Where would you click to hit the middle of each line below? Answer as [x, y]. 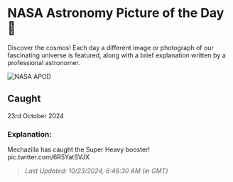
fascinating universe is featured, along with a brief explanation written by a [116, 55]
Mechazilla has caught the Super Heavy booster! [79, 149]
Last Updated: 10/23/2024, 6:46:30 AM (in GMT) [96, 171]
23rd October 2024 [36, 115]
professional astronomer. [44, 62]
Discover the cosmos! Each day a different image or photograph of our [111, 47]
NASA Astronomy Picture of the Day [116, 13]
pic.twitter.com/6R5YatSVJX [49, 157]
